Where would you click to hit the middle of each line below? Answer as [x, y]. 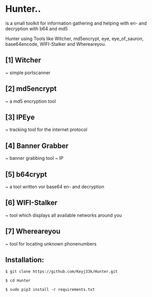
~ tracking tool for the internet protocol [47, 129]
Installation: [25, 260]
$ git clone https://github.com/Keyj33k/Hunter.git [61, 272]
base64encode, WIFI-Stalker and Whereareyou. [56, 44]
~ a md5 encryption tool [31, 101]
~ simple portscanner [28, 72]
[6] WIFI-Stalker [31, 203]
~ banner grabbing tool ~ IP [35, 158]
